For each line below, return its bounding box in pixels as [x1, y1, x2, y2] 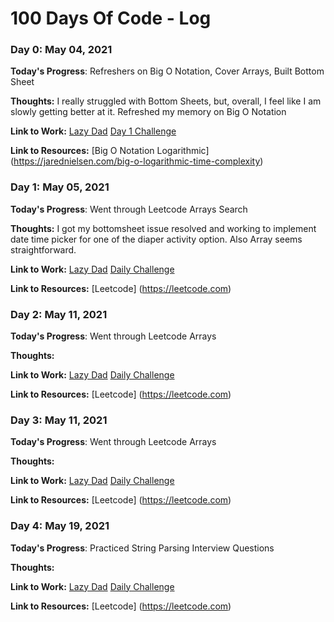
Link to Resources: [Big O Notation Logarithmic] [10, 145, 210, 157]
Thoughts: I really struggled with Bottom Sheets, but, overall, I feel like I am [10, 95, 322, 107]
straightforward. [10, 243, 77, 256]
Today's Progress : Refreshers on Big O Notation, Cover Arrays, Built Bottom [10, 65, 325, 77]
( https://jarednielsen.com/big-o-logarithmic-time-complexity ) [10, 155, 264, 167]
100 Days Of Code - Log [10, 7, 212, 30]
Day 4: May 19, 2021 [10, 519, 110, 533]
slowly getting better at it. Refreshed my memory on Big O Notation [10, 106, 287, 118]
